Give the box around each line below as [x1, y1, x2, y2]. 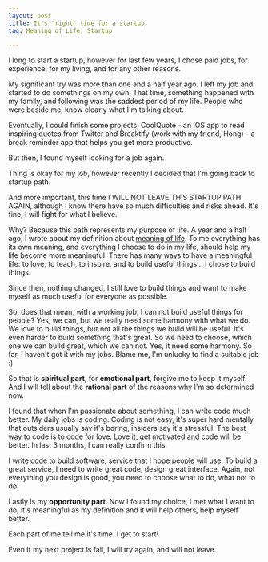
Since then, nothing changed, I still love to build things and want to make [8, 283, 247, 293]
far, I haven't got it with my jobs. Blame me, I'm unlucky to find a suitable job [8, 350, 260, 359]
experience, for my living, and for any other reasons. [8, 64, 182, 74]
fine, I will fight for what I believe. [8, 210, 118, 219]
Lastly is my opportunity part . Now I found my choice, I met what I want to [8, 497, 254, 507]
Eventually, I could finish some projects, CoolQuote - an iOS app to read [8, 121, 246, 130]
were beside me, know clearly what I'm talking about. [8, 105, 184, 114]
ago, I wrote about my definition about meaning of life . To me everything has [8, 234, 261, 243]
